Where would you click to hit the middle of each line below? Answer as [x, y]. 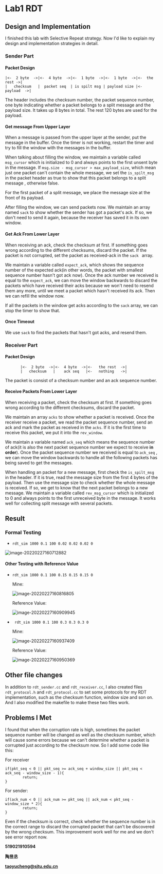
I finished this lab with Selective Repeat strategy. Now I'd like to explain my [80, 38]
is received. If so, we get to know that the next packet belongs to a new [77, 488]
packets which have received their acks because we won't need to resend [80, 285]
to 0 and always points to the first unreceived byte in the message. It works [81, 498]
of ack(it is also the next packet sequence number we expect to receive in [79, 447]
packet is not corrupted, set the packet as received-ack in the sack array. [79, 255]
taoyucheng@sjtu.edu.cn [32, 866]
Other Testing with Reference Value [42, 564]
